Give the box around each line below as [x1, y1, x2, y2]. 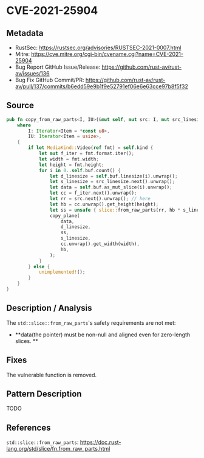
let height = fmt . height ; [38, 162, 104, 168]
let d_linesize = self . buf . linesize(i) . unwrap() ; [49, 173, 178, 179]
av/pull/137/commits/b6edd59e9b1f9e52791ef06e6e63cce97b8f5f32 [15, 83, 188, 90]
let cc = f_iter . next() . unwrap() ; [49, 190, 137, 196]
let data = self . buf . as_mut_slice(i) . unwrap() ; [49, 184, 172, 190]
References [6, 422, 51, 432]
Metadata [6, 28, 44, 38]
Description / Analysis [6, 303, 92, 313]
